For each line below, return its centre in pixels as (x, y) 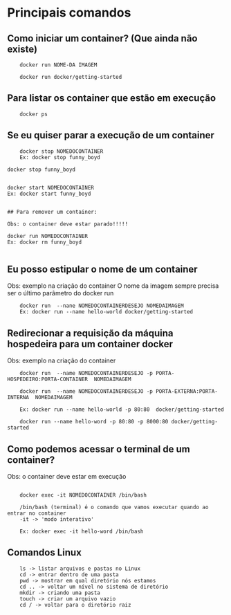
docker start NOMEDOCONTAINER (51, 187)
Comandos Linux (44, 552)
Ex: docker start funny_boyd (49, 194)
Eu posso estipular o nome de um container (103, 269)
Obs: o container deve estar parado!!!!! (68, 224)
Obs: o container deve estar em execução (67, 477)
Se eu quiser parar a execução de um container (111, 135)
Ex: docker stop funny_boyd (60, 157)
